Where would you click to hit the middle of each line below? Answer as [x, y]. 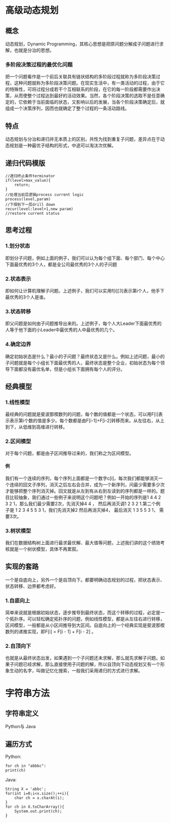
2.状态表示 [18, 279]
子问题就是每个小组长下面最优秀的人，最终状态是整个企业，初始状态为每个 [83, 363]
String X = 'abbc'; [26, 789]
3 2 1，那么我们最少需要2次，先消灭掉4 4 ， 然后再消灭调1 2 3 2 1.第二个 [81, 504]
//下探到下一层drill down [30, 204]
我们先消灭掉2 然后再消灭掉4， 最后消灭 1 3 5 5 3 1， [103, 510]
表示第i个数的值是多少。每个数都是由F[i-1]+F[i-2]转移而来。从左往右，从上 [87, 421]
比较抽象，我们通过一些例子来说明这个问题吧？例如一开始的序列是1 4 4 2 [85, 497]
